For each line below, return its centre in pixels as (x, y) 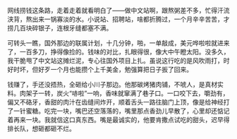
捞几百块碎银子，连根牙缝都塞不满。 (60, 28)
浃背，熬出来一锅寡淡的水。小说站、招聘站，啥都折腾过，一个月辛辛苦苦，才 (119, 19)
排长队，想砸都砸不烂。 (41, 128)
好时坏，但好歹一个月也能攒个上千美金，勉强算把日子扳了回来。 (100, 69)
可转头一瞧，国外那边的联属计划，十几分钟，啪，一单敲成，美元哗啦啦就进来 (119, 43)
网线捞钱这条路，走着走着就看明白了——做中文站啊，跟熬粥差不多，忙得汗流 (119, 10)
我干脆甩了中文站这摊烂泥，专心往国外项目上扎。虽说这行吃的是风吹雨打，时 (119, 61)
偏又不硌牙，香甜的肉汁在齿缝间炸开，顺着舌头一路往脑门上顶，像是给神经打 (119, 102)
